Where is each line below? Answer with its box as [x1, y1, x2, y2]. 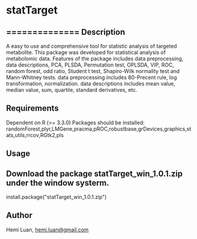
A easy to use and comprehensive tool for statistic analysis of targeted [6, 42, 178, 49]
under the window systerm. [6, 178, 110, 188]
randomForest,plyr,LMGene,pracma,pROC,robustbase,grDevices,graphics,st [6, 125, 191, 132]
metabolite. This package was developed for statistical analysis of [6, 49, 166, 56]
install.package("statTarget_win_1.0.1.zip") [6, 194, 107, 201]
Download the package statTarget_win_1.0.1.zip [6, 168, 183, 178]
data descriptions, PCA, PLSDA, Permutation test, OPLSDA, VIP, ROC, [6, 61, 175, 68]
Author [6, 210, 32, 221]
